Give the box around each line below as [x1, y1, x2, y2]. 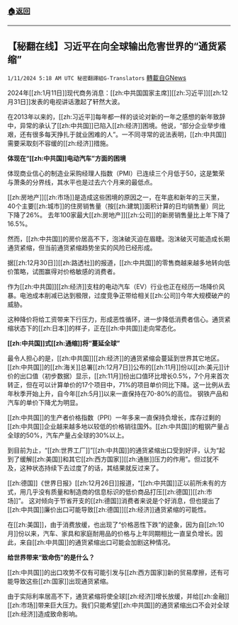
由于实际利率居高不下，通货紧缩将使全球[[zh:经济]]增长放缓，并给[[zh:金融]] [7, 592, 229, 601]
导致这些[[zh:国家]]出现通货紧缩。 [13, 577, 113, 585]
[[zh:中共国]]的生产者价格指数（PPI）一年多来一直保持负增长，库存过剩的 [7, 413, 222, 422]
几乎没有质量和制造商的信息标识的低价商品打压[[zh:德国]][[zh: [25, 488, 207, 496]
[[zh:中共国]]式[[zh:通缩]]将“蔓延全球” [7, 339, 120, 348]
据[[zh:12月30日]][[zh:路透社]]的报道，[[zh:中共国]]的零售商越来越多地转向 [7, 258, 225, 267]
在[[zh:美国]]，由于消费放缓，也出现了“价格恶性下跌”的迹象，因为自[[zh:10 [7, 520, 225, 529]
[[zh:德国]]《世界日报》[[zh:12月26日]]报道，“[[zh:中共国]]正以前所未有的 [7, 479, 221, 488]
